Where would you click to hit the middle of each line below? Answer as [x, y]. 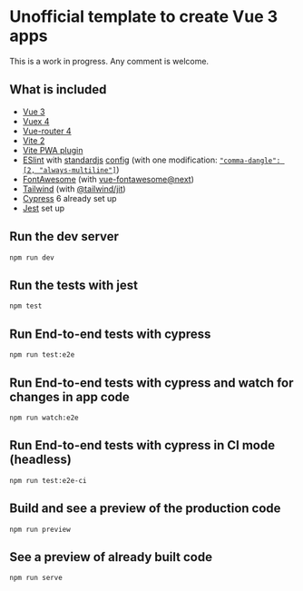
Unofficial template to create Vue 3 [144, 17]
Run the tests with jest [74, 285]
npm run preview [40, 529]
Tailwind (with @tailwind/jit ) [74, 189]
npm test [26, 306]
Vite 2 [34, 140]
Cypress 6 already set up [69, 198]
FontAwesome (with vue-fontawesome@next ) [108, 179]
